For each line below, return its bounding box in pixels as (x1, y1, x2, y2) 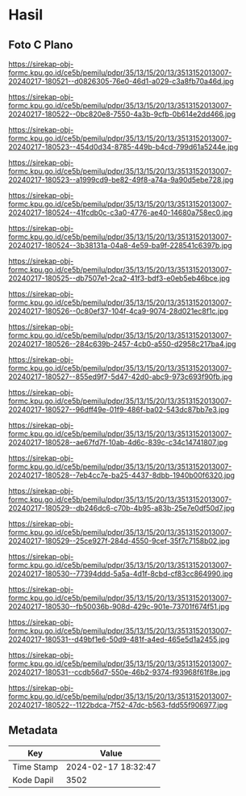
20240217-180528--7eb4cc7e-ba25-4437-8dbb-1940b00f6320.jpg (8, 470, 236, 480)
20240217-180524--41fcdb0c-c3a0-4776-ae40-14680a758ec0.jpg (8, 208, 233, 217)
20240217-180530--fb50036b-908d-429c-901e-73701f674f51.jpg (8, 602, 230, 611)
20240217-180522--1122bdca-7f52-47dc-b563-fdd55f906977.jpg (8, 701, 228, 710)
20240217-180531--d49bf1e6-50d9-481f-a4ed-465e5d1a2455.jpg (8, 634, 230, 644)
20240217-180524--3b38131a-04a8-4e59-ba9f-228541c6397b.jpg (8, 241, 232, 250)
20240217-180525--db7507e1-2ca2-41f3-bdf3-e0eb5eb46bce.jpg (8, 273, 231, 283)
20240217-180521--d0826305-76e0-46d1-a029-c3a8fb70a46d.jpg (8, 77, 234, 86)
